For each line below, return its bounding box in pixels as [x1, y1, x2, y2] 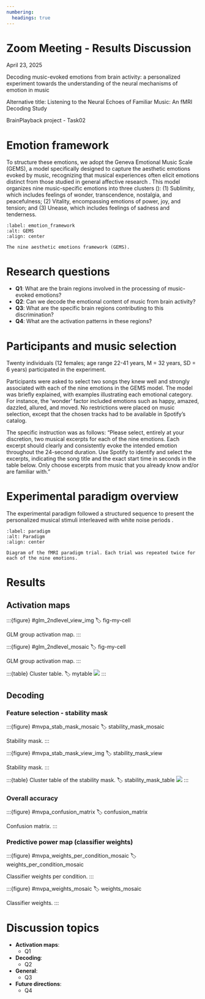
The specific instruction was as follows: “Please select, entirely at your [6, 429, 185, 436]
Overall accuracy [6, 794, 58, 802]
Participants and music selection [6, 339, 177, 353]
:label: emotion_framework [6, 222, 75, 229]
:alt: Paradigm [6, 534, 45, 540]
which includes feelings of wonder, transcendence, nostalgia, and [6, 191, 173, 198]
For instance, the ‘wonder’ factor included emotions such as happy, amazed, [6, 398, 199, 405]
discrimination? [15, 311, 54, 318]
